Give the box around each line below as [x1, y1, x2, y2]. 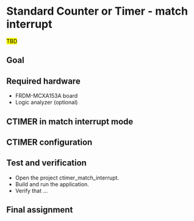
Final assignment [6, 205, 73, 215]
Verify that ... [15, 187, 48, 194]
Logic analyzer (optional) [15, 99, 78, 106]
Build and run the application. [15, 180, 90, 187]
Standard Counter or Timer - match [6, 4, 188, 18]
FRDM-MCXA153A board [15, 92, 78, 100]
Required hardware [6, 76, 81, 86]
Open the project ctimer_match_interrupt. [15, 174, 120, 181]
